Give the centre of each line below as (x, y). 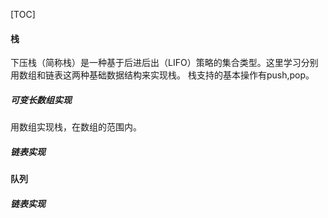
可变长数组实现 (41, 100)
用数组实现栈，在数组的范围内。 (76, 127)
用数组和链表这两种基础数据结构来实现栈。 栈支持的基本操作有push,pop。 (162, 75)
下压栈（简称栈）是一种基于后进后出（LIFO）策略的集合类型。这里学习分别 (164, 63)
